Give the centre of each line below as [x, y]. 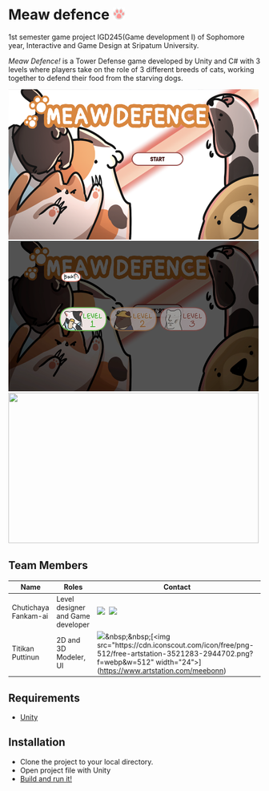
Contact [177, 587]
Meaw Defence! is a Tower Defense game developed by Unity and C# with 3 [134, 61]
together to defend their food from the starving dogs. [96, 78]
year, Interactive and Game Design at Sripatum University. [104, 45]
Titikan [23, 649]
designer [70, 607]
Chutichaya [30, 607]
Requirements [44, 698]
